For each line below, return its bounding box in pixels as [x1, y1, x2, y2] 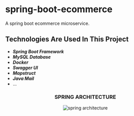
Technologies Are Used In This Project [5, 35, 129, 44]
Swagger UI [12, 64, 38, 70]
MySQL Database [12, 54, 51, 60]
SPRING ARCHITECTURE [54, 93, 116, 100]
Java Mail [12, 75, 35, 82]
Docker [12, 59, 29, 65]
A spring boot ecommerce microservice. [5, 20, 90, 26]
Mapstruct [12, 70, 36, 76]
